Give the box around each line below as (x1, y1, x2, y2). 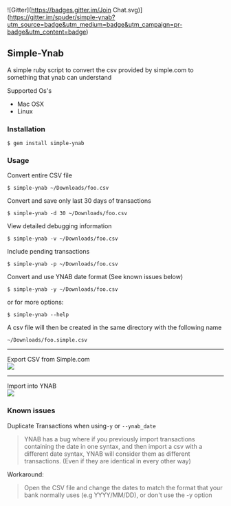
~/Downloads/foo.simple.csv (7, 337, 88, 344)
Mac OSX (16, 100, 45, 108)
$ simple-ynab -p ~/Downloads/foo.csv (7, 261, 118, 267)
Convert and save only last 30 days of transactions (7, 197, 151, 205)
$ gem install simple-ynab (7, 140, 85, 147)
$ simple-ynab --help (7, 311, 69, 318)
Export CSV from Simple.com (7, 355, 91, 364)
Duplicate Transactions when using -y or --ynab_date (7, 421, 156, 430)
